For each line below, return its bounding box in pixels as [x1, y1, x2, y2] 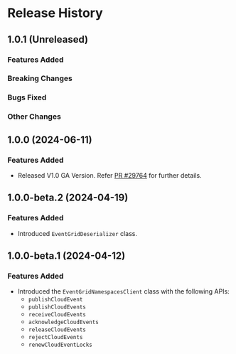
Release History [7, 5, 103, 21]
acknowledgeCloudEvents [28, 318, 100, 326]
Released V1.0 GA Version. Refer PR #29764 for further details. [17, 171, 202, 179]
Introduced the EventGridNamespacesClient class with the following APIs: [17, 287, 230, 296]
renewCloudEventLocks [28, 341, 92, 349]
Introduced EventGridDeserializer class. [17, 229, 137, 237]
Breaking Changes [7, 73, 73, 83]
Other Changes [7, 112, 62, 122]
